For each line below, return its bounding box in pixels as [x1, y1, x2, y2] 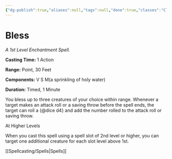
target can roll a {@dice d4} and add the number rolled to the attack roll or [5, 107, 162, 113]
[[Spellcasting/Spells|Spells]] [5, 148, 67, 154]
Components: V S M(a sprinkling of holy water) [5, 76, 106, 83]
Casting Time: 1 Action [5, 56, 54, 63]
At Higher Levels [5, 123, 40, 129]
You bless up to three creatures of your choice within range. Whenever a [5, 96, 159, 103]
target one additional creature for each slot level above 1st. [5, 138, 129, 144]
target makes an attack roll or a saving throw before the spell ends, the [5, 102, 155, 108]
